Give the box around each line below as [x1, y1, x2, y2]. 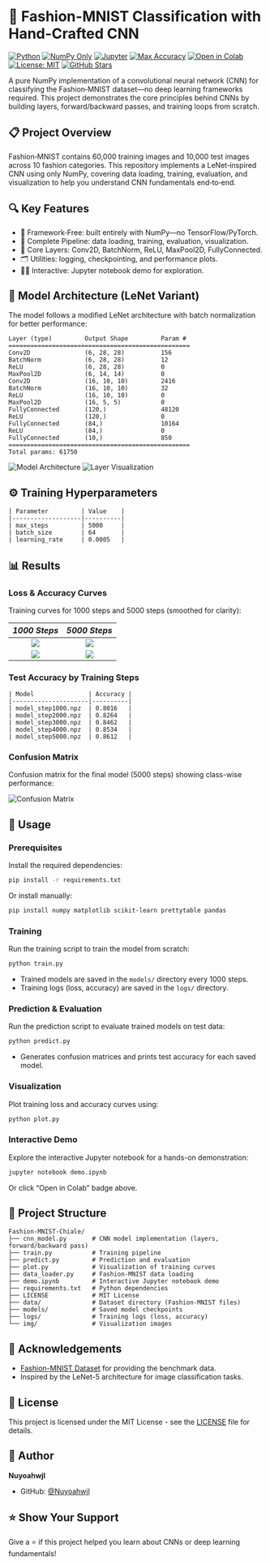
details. [8, 1426, 33, 1435]
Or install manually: [8, 891, 73, 900]
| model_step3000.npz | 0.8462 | [8, 719, 132, 727]
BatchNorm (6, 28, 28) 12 [8, 356, 169, 364]
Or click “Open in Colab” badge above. [8, 1182, 138, 1192]
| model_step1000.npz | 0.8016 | [8, 704, 132, 712]
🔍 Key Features [8, 202, 89, 216]
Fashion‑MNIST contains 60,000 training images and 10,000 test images [8, 152, 250, 161]
